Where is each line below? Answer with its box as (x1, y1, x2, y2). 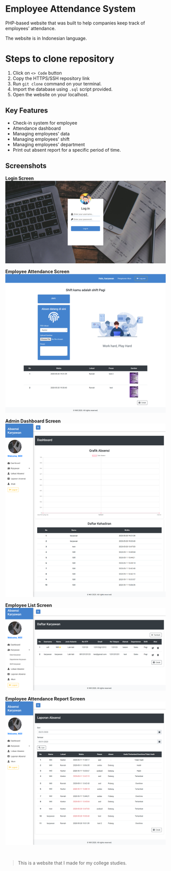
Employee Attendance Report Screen (5, 695, 85, 701)
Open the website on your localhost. (12, 91, 89, 97)
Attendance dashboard (12, 125, 61, 131)
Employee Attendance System (5, 3, 136, 15)
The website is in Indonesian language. (5, 35, 88, 41)
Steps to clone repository (5, 53, 115, 65)
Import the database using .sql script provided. (12, 86, 113, 92)
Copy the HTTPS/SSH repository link (12, 75, 90, 81)
